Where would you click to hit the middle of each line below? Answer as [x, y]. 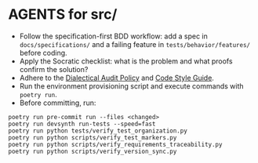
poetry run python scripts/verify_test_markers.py [93, 138]
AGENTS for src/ [63, 14]
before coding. [44, 53]
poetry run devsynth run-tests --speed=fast [82, 124]
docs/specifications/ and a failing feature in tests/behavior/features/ [135, 44]
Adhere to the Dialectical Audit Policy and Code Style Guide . [116, 78]
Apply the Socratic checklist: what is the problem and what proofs [126, 61]
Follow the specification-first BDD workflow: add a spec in [113, 36]
